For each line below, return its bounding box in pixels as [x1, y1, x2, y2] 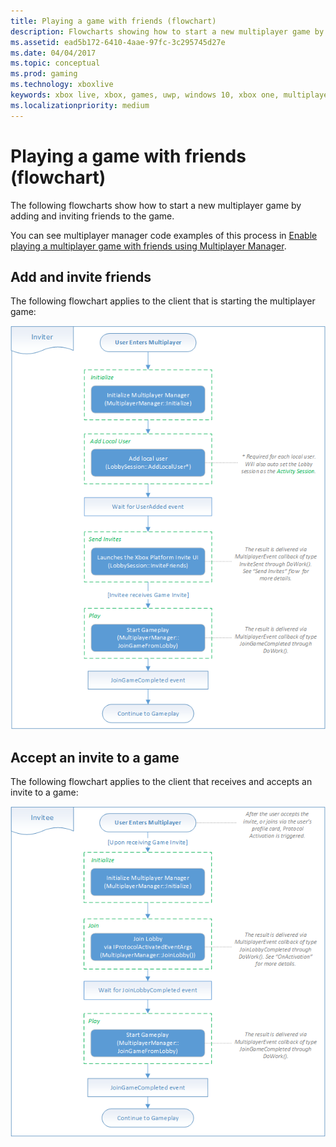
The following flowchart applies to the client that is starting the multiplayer [10, 295, 316, 307]
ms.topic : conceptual [10, 58, 101, 69]
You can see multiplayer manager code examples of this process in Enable [10, 229, 318, 241]
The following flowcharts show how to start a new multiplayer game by [10, 199, 302, 211]
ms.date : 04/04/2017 [10, 48, 97, 58]
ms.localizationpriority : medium [10, 100, 150, 110]
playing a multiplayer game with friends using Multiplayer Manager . [10, 240, 287, 252]
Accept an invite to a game [10, 749, 180, 766]
